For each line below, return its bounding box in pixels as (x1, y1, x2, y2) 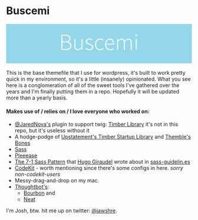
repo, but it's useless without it (14, 127, 90, 134)
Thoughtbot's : (14, 184, 49, 191)
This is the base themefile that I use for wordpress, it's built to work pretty (6, 69, 186, 76)
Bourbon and (23, 189, 55, 196)
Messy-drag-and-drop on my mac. (14, 177, 100, 184)
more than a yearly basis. (6, 94, 68, 101)
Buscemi (6, 4, 50, 18)
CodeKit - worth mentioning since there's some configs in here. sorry (14, 165, 184, 172)
